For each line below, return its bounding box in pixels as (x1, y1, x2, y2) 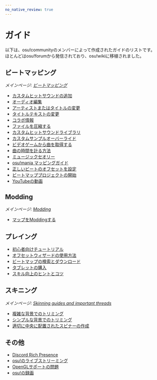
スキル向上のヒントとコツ (12, 271, 64, 276)
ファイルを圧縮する (12, 123, 51, 129)
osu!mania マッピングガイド (12, 160, 69, 166)
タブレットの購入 (12, 265, 47, 270)
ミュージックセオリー (12, 154, 55, 160)
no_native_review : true (5, 7, 54, 12)
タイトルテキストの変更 (12, 111, 59, 117)
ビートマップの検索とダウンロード (12, 258, 81, 264)
